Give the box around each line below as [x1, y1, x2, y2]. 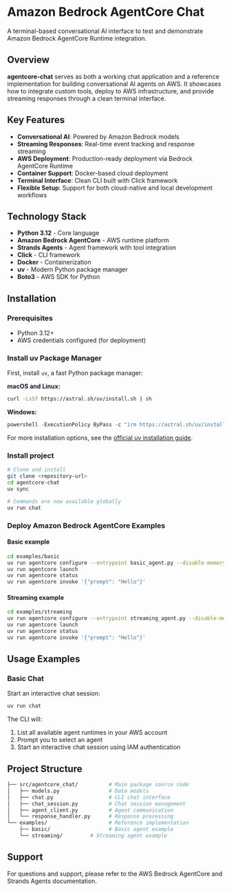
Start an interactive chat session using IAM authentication [16, 743, 181, 751]
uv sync [7, 486, 30, 493]
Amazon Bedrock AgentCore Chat [7, 4, 205, 20]
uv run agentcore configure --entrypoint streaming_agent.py [7, 615, 186, 622]
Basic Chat [7, 674, 45, 684]
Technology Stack [7, 210, 87, 222]
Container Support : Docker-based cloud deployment [16, 169, 168, 177]
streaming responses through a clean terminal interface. [7, 94, 166, 102]
